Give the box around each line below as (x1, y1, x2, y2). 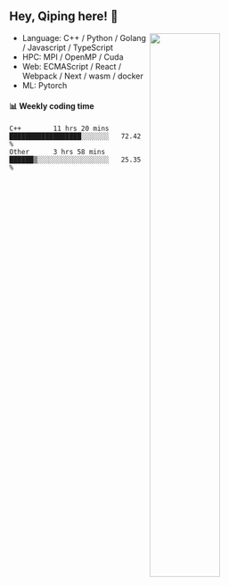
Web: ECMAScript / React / (21, 61, 122, 71)
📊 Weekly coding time (9, 101, 95, 111)
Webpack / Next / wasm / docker (21, 70, 144, 81)
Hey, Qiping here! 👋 (9, 9, 119, 24)
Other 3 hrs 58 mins (9, 148, 105, 157)
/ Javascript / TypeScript (21, 42, 114, 53)
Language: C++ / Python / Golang (21, 32, 147, 43)
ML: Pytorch (21, 79, 68, 90)
